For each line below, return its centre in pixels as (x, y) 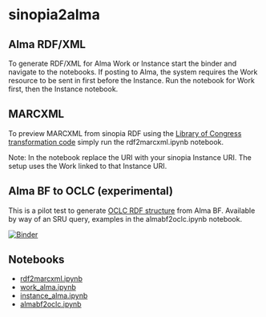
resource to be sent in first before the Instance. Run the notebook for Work (131, 80)
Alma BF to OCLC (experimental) (91, 191)
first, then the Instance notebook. (63, 89)
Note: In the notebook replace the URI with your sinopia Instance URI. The (130, 157)
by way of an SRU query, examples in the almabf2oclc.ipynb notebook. (125, 219)
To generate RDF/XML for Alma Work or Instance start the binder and (123, 63)
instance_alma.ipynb (54, 296)
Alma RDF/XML (47, 44)
